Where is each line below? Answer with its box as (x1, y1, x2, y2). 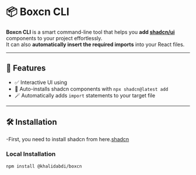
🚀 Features (6, 63, 46, 73)
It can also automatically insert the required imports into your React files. (6, 41, 185, 48)
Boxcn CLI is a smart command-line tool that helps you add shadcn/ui (6, 28, 175, 36)
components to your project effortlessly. (6, 34, 103, 41)
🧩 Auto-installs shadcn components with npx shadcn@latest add (14, 85, 169, 92)
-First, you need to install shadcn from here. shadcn (6, 135, 129, 142)
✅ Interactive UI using (14, 79, 68, 86)
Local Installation (6, 150, 56, 158)
